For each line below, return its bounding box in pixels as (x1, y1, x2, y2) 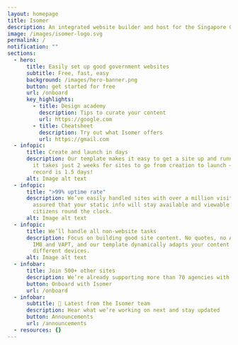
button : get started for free (25, 83, 115, 90)
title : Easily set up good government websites (25, 63, 170, 70)
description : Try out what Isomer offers (38, 129, 163, 136)
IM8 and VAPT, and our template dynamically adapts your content (33, 241, 230, 248)
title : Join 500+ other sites (25, 267, 115, 274)
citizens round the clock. (33, 208, 113, 215)
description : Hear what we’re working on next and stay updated (25, 307, 220, 314)
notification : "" (7, 43, 59, 50)
